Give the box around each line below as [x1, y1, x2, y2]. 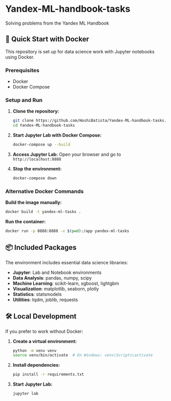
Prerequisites [5, 67, 39, 74]
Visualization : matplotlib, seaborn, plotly [12, 285, 99, 292]
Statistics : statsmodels [12, 291, 62, 297]
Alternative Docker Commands [5, 187, 84, 195]
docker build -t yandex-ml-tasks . [5, 209, 81, 215]
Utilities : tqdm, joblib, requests [12, 297, 78, 303]
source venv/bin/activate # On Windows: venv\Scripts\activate [12, 353, 153, 358]
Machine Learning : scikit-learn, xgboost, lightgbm [12, 280, 119, 286]
